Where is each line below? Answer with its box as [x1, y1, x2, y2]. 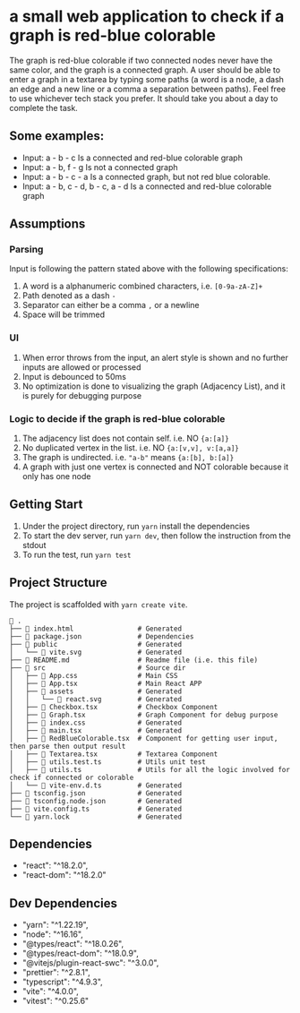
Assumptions [9, 217, 86, 232]
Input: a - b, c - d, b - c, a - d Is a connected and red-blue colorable [21, 181, 272, 192]
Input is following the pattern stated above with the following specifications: [9, 263, 288, 274]
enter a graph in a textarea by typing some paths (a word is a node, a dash [9, 73, 285, 84]
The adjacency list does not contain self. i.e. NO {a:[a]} [21, 433, 230, 444]
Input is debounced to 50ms [21, 371, 127, 382]
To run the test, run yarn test [21, 549, 132, 560]
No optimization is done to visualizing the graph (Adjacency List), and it [21, 381, 286, 391]
